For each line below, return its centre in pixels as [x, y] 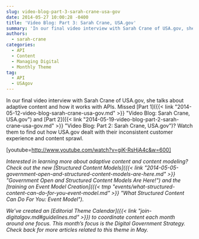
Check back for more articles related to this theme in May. [77, 230]
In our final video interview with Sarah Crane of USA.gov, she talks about [95, 100]
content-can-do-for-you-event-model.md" [58, 193]
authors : [17, 34]
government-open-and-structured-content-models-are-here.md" [86, 174]
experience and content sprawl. [45, 138]
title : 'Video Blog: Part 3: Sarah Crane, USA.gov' [71, 23]
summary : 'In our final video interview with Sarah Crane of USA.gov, [95, 28]
